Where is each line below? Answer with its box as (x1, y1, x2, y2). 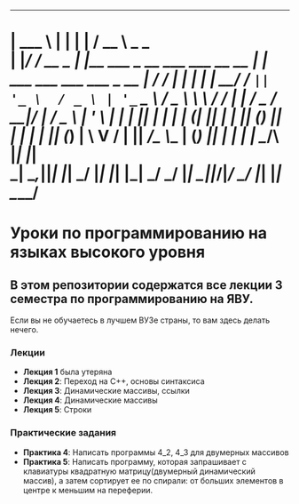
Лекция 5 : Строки (22, 404, 92, 415)
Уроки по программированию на (10, 223, 268, 244)
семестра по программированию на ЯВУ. (10, 291, 254, 307)
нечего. (10, 324, 39, 335)
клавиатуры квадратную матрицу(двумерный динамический (22, 466, 256, 476)
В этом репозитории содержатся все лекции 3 (10, 277, 283, 292)
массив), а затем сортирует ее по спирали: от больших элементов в (22, 475, 284, 485)
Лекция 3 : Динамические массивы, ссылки (22, 386, 190, 396)
